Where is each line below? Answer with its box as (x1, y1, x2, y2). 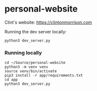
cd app (4, 77, 18, 82)
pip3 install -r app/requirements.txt (4, 73, 83, 78)
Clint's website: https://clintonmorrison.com (4, 19, 93, 25)
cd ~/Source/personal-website (4, 61, 66, 65)
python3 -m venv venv (4, 64, 48, 70)
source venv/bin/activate (4, 69, 57, 74)
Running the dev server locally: (4, 29, 66, 34)
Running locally (4, 49, 42, 56)
